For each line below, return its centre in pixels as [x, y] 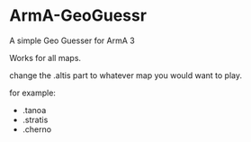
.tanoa [34, 110]
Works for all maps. [45, 58]
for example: [33, 93]
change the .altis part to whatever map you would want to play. [126, 75]
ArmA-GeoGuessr [78, 16]
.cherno [37, 129]
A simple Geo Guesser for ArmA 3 [72, 40]
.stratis [35, 120]
